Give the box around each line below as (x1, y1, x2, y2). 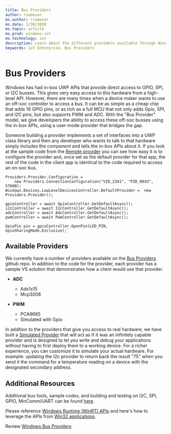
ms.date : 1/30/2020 (5, 21, 47, 27)
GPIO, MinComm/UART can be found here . (5, 398, 95, 404)
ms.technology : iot (5, 36, 47, 41)
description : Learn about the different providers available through (5, 41, 156, 46)
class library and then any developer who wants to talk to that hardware (5, 137, 156, 143)
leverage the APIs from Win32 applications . (5, 414, 96, 420)
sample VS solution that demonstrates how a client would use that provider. (5, 266, 164, 272)
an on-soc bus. (5, 164, 37, 171)
